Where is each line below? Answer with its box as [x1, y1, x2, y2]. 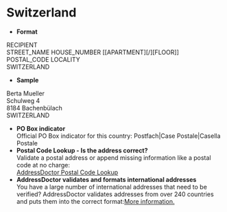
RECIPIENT [6, 40, 38, 49]
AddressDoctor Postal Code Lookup [16, 168, 119, 176]
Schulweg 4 [6, 96, 40, 104]
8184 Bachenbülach [6, 104, 63, 112]
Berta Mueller [6, 89, 45, 97]
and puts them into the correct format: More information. [16, 197, 175, 205]
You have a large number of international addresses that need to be [16, 182, 207, 191]
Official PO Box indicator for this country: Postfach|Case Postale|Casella [16, 132, 221, 140]
